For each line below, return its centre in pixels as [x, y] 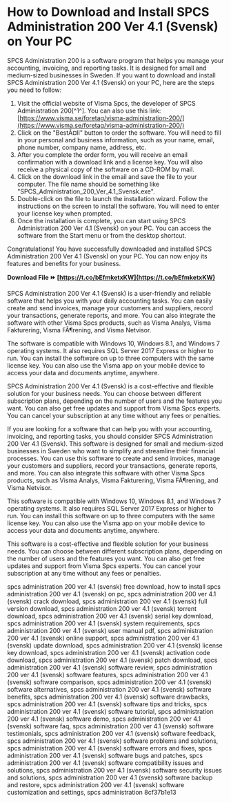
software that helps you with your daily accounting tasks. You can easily [110, 301]
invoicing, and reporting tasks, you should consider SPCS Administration [110, 436]
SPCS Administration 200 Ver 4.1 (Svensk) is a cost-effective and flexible [110, 386]
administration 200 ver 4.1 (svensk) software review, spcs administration [110, 667]
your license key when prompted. [64, 213]
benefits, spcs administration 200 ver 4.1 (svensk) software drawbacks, [109, 697]
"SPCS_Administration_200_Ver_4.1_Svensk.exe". [86, 191]
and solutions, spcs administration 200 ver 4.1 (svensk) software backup [110, 777]
